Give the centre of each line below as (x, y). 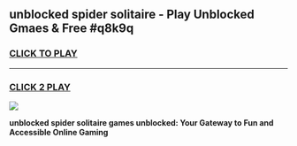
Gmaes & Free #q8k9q (72, 29)
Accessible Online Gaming (59, 132)
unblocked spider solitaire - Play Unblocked (132, 15)
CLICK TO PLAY (43, 54)
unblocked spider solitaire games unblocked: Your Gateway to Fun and (141, 122)
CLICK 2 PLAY (40, 87)
